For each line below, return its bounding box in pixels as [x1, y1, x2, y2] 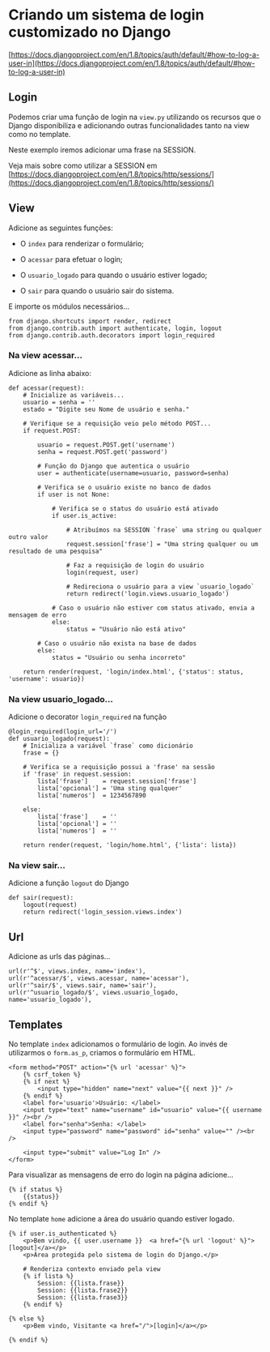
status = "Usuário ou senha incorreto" [51, 653, 186, 661]
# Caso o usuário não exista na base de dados [37, 639, 197, 648]
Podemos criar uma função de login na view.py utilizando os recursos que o [8, 112, 261, 122]
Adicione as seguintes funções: [8, 223, 113, 233]
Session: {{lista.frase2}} [37, 1286, 129, 1294]
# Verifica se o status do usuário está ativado [51, 504, 219, 512]
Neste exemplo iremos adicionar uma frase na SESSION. [8, 144, 196, 155]
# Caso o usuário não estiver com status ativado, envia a [51, 604, 255, 612]
